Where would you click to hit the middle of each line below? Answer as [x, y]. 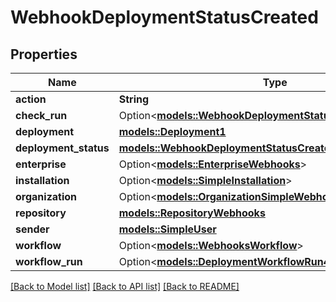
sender [32, 229]
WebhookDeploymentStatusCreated [164, 17]
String [134, 99]
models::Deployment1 [172, 131]
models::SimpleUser [167, 229]
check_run [41, 115]
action [31, 99]
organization [46, 196]
